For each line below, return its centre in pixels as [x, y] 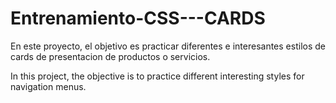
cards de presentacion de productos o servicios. [110, 56]
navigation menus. [48, 86]
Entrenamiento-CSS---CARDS [138, 18]
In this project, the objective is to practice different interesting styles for [157, 76]
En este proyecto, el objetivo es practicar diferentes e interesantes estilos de [168, 46]
